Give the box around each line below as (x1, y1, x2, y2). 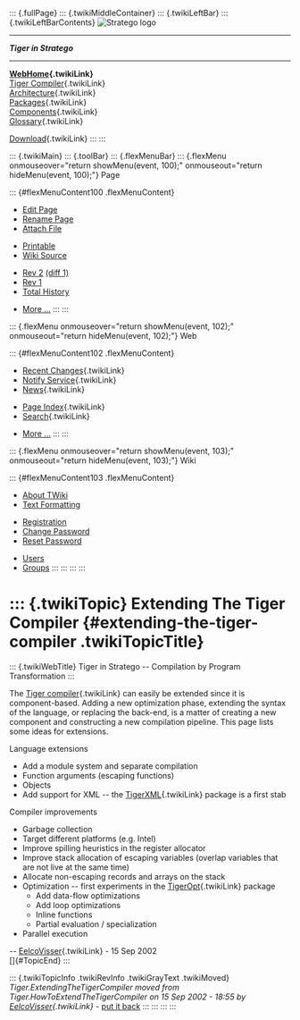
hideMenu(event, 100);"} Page (9, 170, 121, 180)
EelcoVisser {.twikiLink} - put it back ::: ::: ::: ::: (9, 1000, 177, 1011)
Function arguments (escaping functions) (21, 770, 175, 780)
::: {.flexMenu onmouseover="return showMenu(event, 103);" (9, 446, 235, 456)
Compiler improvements (9, 806, 98, 817)
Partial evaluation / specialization (35, 918, 158, 929)
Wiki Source (21, 250, 67, 260)
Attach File (21, 223, 62, 233)
